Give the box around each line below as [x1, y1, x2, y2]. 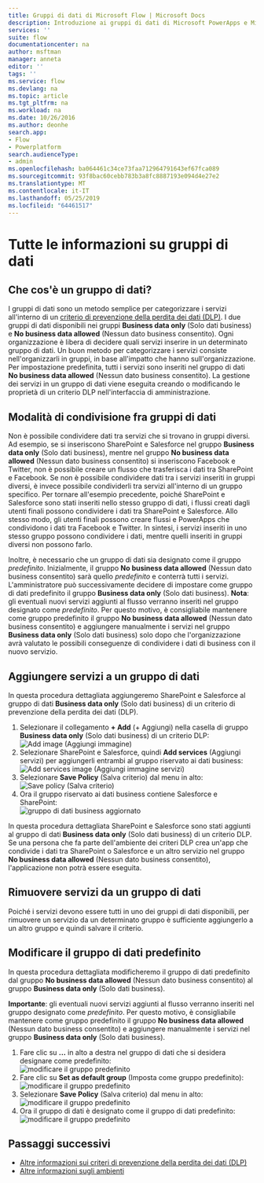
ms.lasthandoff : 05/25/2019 [8, 194, 101, 202]
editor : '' [8, 63, 44, 71]
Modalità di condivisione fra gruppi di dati [8, 410, 217, 424]
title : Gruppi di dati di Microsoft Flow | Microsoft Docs [8, 11, 206, 20]
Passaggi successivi [8, 1137, 112, 1151]
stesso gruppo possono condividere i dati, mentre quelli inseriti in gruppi [8, 531, 243, 541]
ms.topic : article [8, 92, 68, 100]
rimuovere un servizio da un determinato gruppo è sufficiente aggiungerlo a [8, 915, 254, 924]
